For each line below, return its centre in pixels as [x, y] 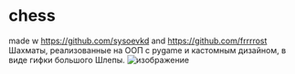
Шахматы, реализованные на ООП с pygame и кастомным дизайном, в [147, 50]
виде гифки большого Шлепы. [67, 60]
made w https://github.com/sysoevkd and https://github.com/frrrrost [138, 41]
